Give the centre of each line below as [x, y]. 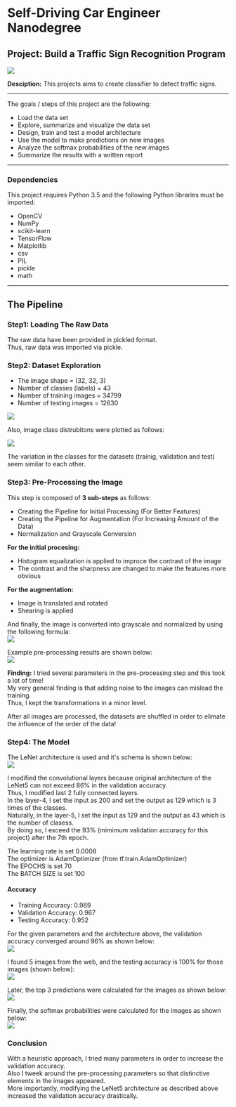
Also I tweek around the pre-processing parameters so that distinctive [109, 1073]
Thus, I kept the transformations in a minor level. [77, 702]
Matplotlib [32, 246]
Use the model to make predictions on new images [91, 140]
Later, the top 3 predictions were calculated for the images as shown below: [117, 990]
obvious [29, 576]
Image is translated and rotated [63, 603]
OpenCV [30, 216]
